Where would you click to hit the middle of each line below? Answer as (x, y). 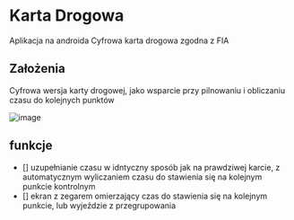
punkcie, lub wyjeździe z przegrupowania (99, 205)
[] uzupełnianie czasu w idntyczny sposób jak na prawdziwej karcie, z (151, 167)
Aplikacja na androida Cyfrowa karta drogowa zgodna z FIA (119, 40)
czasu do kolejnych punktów (62, 100)
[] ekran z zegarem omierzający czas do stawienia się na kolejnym (145, 196)
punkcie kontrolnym (59, 186)
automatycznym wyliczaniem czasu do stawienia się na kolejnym (142, 177)
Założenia (37, 69)
